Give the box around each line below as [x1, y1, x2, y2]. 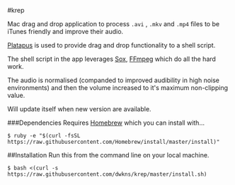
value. [7, 91, 25, 99]
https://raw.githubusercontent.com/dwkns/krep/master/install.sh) [7, 171, 207, 178]
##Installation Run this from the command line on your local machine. [7, 151, 210, 159]
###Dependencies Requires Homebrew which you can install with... [7, 118, 205, 127]
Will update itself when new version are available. [7, 105, 151, 113]
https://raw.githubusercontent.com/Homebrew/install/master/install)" [7, 138, 220, 145]
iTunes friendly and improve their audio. [7, 28, 124, 35]
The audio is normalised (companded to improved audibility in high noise [7, 76, 219, 84]
